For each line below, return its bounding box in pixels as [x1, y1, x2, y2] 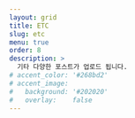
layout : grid [9, 12, 57, 22]
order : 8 [9, 46, 41, 55]
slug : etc [9, 29, 46, 38]
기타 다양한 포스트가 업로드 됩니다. [17, 63, 128, 72]
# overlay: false [9, 95, 93, 105]
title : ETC [9, 21, 49, 30]
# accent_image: [9, 79, 69, 88]
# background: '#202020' [9, 87, 109, 96]
